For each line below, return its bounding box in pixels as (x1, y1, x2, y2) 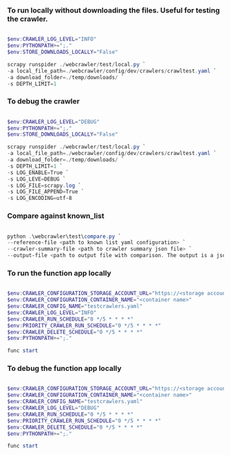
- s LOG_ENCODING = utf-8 (7, 195, 72, 202)
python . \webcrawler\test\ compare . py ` (7, 233, 122, 240)
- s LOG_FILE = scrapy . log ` (7, 182, 81, 189)
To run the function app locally (7, 268, 111, 278)
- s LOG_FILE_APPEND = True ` (7, 188, 85, 195)
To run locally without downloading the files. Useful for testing (7, 6, 220, 15)
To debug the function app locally (7, 364, 122, 374)
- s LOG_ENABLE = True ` (7, 169, 69, 176)
